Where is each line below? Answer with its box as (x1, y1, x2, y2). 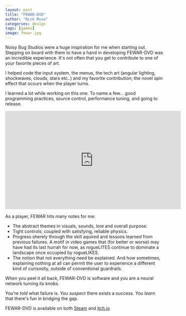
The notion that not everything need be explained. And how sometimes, (12, 255, 160, 260)
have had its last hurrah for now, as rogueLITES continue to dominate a (12, 244, 159, 250)
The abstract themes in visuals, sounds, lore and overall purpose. (12, 223, 148, 229)
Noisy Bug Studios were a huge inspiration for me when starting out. (5, 44, 146, 50)
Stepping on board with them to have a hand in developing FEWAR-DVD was (5, 49, 163, 55)
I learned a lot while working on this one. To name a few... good (5, 90, 136, 96)
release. (5, 101, 22, 106)
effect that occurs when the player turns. (5, 80, 90, 86)
